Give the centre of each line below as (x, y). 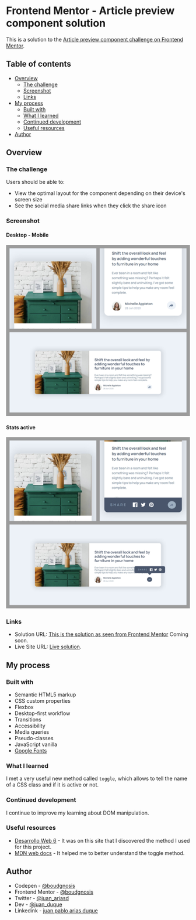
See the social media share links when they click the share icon (91, 206)
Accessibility (30, 726)
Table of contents (38, 64)
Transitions (28, 719)
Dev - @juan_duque (38, 904)
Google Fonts (31, 750)
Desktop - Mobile (27, 235)
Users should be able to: (36, 182)
